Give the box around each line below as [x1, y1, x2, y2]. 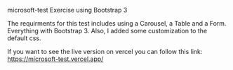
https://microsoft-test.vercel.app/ [7, 55, 104, 63]
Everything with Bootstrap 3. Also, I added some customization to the [7, 27, 208, 35]
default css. [7, 34, 41, 42]
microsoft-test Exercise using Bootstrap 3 [7, 6, 128, 14]
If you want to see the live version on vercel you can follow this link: [7, 48, 203, 55]
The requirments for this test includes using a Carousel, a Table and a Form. [7, 19, 227, 27]
